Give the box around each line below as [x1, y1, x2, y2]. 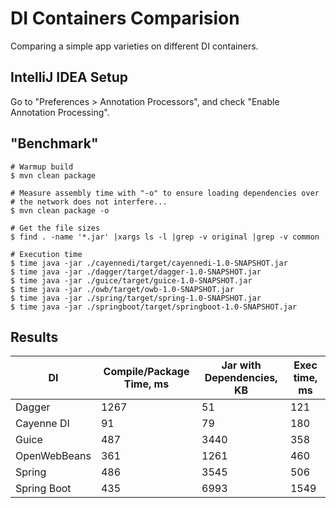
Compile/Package [103, 365, 190, 379]
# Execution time [10, 249, 83, 259]
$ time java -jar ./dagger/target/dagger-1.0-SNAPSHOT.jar [10, 267, 262, 277]
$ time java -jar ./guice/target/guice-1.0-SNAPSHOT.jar [10, 275, 253, 286]
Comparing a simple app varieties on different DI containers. [10, 40, 259, 52]
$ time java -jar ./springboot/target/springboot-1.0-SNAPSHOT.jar [10, 302, 298, 312]
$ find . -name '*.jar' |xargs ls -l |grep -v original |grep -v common [10, 232, 320, 242]
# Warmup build [10, 162, 74, 172]
